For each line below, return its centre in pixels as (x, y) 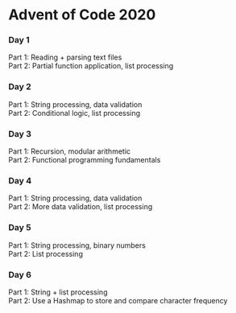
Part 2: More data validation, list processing (81, 207)
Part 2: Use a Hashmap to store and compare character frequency (118, 300)
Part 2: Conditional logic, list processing (75, 113)
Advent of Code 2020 (82, 15)
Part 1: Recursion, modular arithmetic (70, 151)
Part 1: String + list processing (58, 292)
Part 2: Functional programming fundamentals (85, 160)
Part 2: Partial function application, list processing (91, 66)
